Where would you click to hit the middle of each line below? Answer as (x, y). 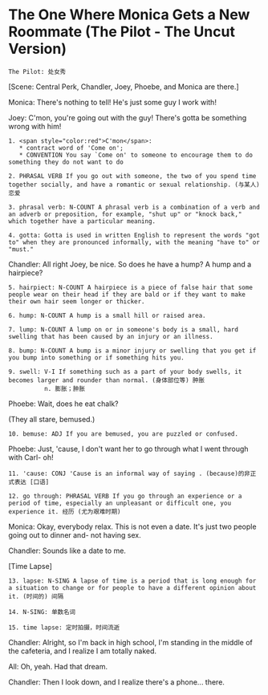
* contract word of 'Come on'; (71, 148)
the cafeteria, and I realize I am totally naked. (83, 651)
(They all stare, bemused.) (52, 419)
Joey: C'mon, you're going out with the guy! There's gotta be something (128, 117)
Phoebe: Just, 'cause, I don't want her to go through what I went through (128, 449)
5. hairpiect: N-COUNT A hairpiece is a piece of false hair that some (130, 287)
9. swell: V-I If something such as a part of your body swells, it (125, 372)
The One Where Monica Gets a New (129, 15)
